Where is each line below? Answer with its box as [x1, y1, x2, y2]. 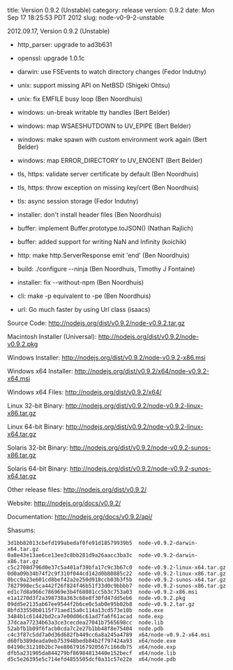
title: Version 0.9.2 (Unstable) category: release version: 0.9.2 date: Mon [7, 6, 215, 14]
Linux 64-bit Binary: [7, 422, 65, 431]
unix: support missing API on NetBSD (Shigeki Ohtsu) [17, 81, 171, 90]
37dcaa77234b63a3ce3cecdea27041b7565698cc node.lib [7, 619, 164, 626]
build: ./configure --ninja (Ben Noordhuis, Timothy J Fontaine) [17, 265, 195, 273]
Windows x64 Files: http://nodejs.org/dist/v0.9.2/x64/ [7, 388, 162, 396]
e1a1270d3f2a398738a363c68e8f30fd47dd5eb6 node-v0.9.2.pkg [7, 594, 186, 601]
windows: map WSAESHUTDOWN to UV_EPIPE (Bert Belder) [17, 122, 192, 130]
